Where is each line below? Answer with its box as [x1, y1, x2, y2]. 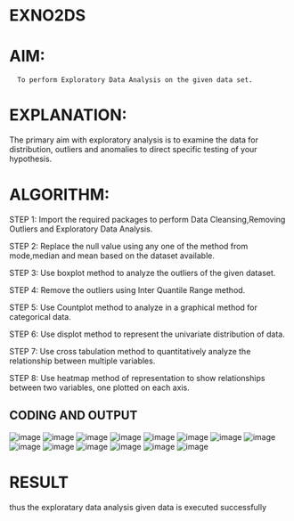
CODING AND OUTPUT [9, 408, 138, 423]
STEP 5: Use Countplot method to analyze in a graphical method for [9, 302, 258, 313]
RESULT [9, 473, 69, 493]
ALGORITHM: [9, 184, 110, 205]
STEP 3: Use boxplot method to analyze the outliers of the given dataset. [9, 268, 276, 278]
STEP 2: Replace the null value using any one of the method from [9, 241, 249, 251]
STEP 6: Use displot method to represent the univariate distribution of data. [9, 329, 285, 339]
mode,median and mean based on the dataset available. [9, 250, 216, 261]
